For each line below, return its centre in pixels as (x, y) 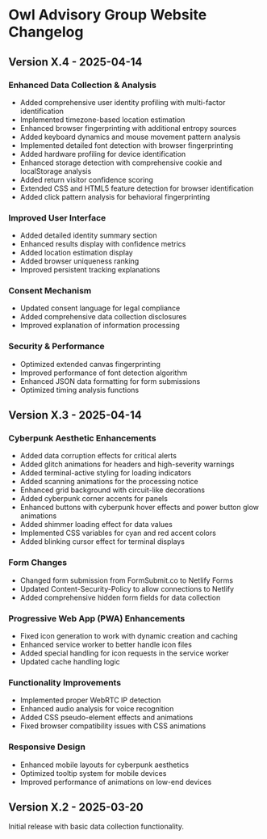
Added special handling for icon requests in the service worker (125, 653)
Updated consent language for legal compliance (100, 308)
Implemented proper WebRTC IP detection (90, 700)
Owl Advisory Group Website (108, 15)
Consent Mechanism (50, 291)
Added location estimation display (76, 253)
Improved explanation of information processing (100, 326)
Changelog (46, 32)
